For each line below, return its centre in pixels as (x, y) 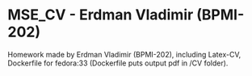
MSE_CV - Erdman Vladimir (101, 15)
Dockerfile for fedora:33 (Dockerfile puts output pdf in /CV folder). (118, 63)
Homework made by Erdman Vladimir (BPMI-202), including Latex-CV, (124, 54)
